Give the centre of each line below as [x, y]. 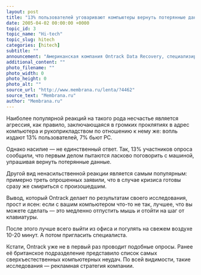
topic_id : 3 [21, 29]
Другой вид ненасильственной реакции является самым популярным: [97, 173]
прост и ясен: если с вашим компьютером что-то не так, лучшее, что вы [99, 204]
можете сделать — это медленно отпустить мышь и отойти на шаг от [95, 210]
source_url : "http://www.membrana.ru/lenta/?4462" [71, 90]
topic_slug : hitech [31, 40]
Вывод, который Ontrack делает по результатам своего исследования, [97, 198]
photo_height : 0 [26, 79]
